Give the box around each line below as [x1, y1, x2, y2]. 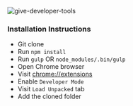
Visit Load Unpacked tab [17, 85, 85, 93]
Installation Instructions [7, 24, 91, 34]
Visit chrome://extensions [17, 70, 93, 79]
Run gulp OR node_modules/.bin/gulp [17, 55, 126, 63]
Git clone [17, 40, 45, 48]
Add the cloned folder [17, 92, 81, 101]
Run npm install [17, 48, 66, 56]
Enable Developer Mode [17, 77, 84, 86]
